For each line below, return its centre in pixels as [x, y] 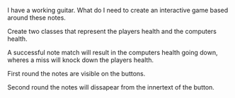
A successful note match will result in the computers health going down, [113, 53]
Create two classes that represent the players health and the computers [112, 31]
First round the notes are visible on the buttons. [76, 74]
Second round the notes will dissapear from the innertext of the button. [111, 87]
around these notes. [36, 18]
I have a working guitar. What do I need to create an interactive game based [118, 10]
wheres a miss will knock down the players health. [81, 60]
